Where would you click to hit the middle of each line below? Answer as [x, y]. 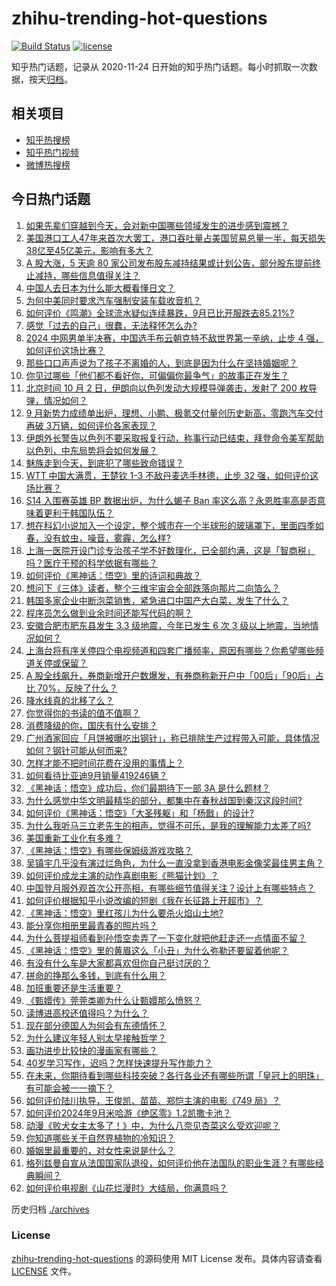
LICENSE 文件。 [44, 1271]
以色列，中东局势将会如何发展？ [91, 450]
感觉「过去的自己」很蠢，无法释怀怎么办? [111, 325]
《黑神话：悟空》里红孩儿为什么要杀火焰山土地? [124, 913]
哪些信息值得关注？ [100, 275]
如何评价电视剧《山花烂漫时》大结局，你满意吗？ [126, 1188]
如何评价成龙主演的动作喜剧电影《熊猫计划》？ [122, 875]
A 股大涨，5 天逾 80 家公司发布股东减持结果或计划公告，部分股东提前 [169, 263]
